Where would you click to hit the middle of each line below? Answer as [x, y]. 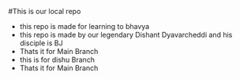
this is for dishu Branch [57, 59]
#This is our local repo [45, 11]
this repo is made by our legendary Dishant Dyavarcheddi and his [126, 35]
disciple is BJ [41, 43]
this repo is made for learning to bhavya [84, 26]
